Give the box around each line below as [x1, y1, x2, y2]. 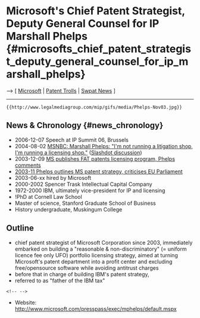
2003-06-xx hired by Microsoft [14, 174, 91, 181]
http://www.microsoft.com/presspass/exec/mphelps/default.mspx [14, 305, 177, 312]
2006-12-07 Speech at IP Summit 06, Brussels [14, 136, 129, 144]
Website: [14, 299, 37, 306]
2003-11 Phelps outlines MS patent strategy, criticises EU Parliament [14, 168, 183, 175]
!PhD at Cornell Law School [14, 193, 82, 200]
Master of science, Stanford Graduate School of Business [14, 199, 156, 207]
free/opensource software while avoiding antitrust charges [14, 264, 159, 272]
